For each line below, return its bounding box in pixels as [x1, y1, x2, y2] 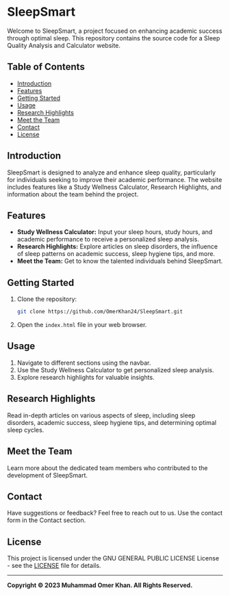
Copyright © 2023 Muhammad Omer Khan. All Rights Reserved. [7, 581, 193, 589]
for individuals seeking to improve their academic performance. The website [7, 175, 222, 183]
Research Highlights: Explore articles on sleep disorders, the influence [16, 242, 218, 250]
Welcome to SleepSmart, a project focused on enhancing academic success [7, 27, 222, 35]
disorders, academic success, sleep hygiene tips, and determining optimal [7, 418, 217, 426]
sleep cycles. [7, 426, 44, 434]
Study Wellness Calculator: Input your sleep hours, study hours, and [16, 228, 213, 236]
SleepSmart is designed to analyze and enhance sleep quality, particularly [7, 168, 216, 177]
